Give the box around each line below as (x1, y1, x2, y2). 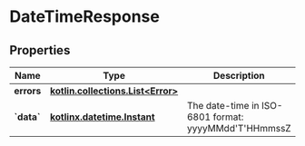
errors (14, 84, 42, 97)
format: (212, 111, 244, 123)
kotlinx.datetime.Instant (49, 111, 156, 123)
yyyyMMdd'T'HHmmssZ (186, 122, 292, 134)
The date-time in (186, 100, 260, 112)
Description (212, 70, 265, 82)
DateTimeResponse (9, 6, 161, 27)
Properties (9, 43, 71, 58)
